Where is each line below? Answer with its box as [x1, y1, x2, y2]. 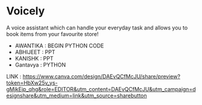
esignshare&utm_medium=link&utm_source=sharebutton [6, 92, 147, 99]
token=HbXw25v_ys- [6, 79, 58, 86]
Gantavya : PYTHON [14, 61, 66, 68]
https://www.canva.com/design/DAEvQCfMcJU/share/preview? [22, 73, 181, 80]
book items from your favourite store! [6, 30, 99, 37]
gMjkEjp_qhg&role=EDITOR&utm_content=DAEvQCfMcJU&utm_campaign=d [6, 85, 196, 92]
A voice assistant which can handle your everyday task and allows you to [6, 24, 188, 31]
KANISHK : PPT [14, 55, 54, 62]
